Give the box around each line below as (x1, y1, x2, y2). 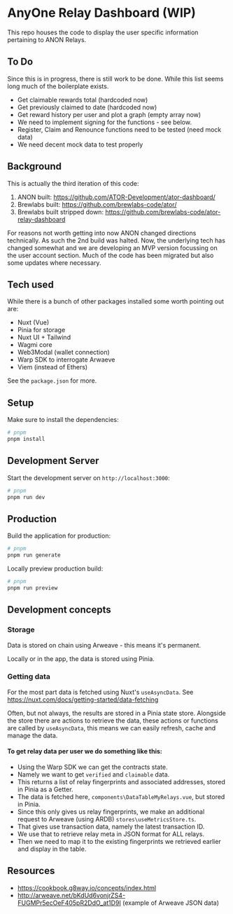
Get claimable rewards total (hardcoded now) (17, 95, 148, 104)
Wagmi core (17, 341, 52, 349)
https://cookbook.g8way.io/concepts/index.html (17, 883, 156, 892)
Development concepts (7, 604, 111, 616)
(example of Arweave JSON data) (122, 899, 219, 907)
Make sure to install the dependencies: (7, 416, 119, 424)
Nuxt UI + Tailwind (17, 333, 71, 341)
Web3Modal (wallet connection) (17, 348, 110, 357)
